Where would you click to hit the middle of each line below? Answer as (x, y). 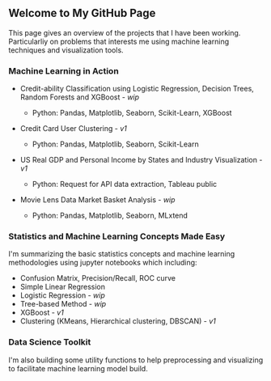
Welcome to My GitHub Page (82, 13)
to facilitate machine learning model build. (78, 368)
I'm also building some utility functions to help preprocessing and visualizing (136, 360)
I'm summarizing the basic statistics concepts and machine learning (122, 254)
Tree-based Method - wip (63, 304)
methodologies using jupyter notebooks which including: (103, 263)
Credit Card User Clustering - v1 (73, 129)
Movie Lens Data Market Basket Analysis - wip (97, 200)
